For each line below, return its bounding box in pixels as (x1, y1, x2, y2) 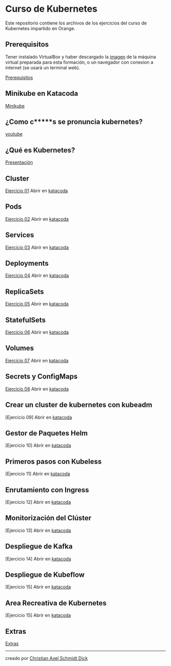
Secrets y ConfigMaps (5, 372, 78, 381)
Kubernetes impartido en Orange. (5, 25, 75, 31)
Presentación (5, 159, 33, 166)
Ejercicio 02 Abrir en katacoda (5, 216, 69, 222)
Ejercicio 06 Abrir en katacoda (5, 329, 69, 336)
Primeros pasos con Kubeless (5, 457, 102, 466)
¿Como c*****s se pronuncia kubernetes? (5, 117, 143, 126)
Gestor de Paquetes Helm (5, 429, 88, 438)
